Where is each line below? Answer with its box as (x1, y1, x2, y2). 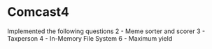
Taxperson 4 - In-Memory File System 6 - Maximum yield (7, 34, 173, 42)
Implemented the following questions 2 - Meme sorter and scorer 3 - (7, 27, 205, 35)
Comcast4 (7, 4, 70, 20)
